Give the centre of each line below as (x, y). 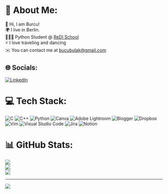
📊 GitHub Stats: (39, 145)
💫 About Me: (31, 10)
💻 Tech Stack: (36, 101)
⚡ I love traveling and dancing (36, 43)
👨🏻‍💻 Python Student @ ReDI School (42, 37)
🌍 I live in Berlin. (22, 30)
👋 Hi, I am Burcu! (22, 24)
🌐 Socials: (21, 68)
